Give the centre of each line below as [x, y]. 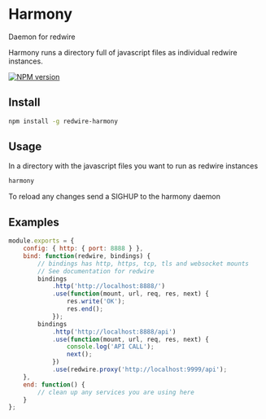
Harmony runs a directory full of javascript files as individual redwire [123, 52]
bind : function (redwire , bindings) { [87, 256]
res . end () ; [85, 309]
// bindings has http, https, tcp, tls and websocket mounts [144, 264]
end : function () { [54, 384]
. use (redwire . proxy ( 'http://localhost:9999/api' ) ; [140, 369]
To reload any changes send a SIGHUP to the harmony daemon [115, 197]
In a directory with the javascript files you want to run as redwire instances [133, 166]
